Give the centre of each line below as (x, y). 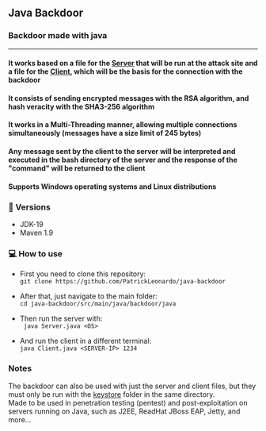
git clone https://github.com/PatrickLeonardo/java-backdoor (123, 282)
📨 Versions (30, 207)
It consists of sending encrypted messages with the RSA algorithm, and (129, 98)
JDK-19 (31, 224)
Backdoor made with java (58, 36)
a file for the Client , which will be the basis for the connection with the (125, 71)
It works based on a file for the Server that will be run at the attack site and (133, 63)
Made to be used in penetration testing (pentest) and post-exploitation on (128, 402)
